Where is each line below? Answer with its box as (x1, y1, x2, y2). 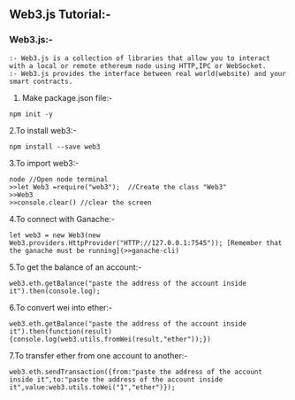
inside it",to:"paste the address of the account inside (9, 375, 223, 384)
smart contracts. (9, 77, 73, 86)
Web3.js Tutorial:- (9, 7, 112, 22)
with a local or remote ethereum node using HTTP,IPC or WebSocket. (9, 61, 267, 70)
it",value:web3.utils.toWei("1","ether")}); (9, 382, 176, 392)
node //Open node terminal (9, 174, 109, 184)
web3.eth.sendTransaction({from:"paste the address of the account (9, 367, 263, 376)
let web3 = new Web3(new (9, 230, 101, 240)
